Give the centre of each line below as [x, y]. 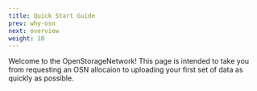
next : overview [34, 31]
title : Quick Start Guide [52, 16]
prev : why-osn [32, 23]
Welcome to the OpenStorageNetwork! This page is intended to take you [129, 61]
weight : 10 [27, 38]
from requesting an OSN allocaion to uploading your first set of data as [126, 70]
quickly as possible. [41, 78]
